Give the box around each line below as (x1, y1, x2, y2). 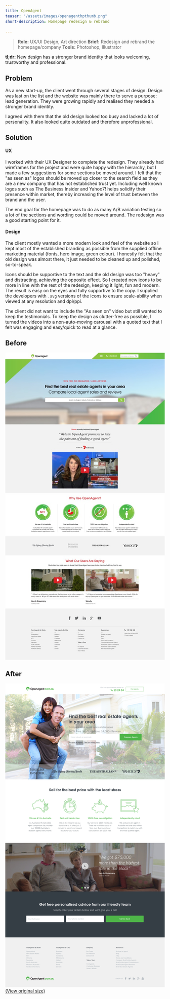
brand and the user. (5, 197, 47, 203)
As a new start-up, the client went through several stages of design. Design (5, 88, 163, 94)
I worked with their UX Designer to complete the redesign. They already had (5, 159, 164, 165)
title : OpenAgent (5, 8, 42, 13)
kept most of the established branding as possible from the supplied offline (5, 245, 162, 251)
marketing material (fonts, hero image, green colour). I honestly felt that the (5, 251, 162, 257)
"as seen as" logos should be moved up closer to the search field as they (5, 175, 158, 181)
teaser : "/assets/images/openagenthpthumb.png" (5, 13, 108, 19)
